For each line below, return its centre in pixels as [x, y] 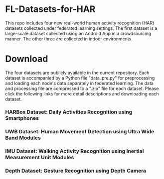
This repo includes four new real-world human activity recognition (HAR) [80, 23]
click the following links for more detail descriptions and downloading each [82, 93]
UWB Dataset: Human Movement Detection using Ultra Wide [80, 131]
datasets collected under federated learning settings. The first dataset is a [81, 28]
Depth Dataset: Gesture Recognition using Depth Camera [76, 171]
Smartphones [22, 118]
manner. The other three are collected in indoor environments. [69, 39]
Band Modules [23, 138]
